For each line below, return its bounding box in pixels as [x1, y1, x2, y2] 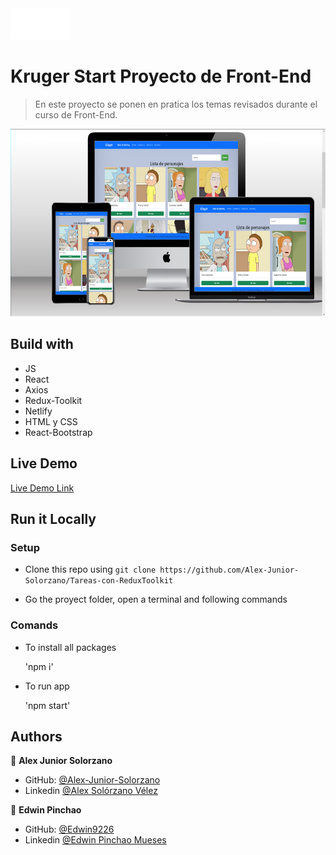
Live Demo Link [10, 482, 75, 494]
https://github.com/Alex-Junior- [159, 565, 300, 576]
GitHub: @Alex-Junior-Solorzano [24, 774, 161, 786]
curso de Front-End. [34, 108, 118, 121]
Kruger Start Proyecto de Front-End [10, 65, 312, 88]
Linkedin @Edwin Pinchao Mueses [24, 834, 167, 846]
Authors [10, 728, 63, 745]
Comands [10, 618, 59, 632]
